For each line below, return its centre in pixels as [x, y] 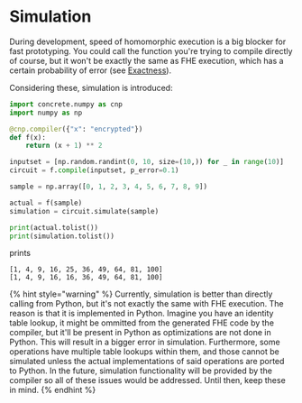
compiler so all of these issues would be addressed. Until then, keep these [147, 380]
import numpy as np [46, 113]
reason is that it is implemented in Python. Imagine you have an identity [142, 314]
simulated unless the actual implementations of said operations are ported [147, 362]
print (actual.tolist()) [54, 227]
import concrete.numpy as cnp [66, 104]
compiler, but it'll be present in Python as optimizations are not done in [141, 333]
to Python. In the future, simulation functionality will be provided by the [141, 371]
